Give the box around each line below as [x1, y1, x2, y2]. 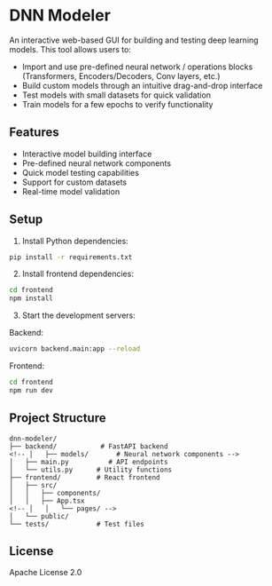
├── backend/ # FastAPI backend [9, 441, 168, 451]
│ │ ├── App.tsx [9, 496, 86, 505]
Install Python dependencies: [21, 235, 128, 246]
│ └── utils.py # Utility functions [9, 465, 173, 474]
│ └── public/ [9, 511, 69, 520]
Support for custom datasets [21, 177, 128, 187]
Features [9, 125, 59, 140]
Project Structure [9, 410, 106, 426]
